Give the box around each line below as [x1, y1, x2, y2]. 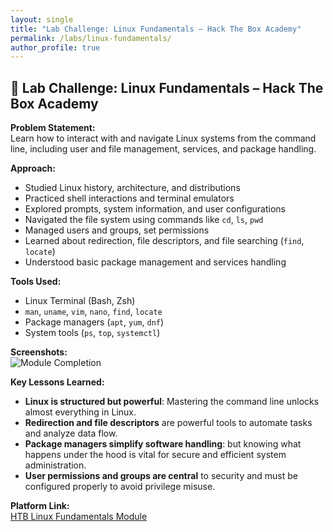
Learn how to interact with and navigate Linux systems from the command [10, 132, 317, 145]
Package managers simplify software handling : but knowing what [24, 438, 302, 450]
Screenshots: [10, 346, 68, 358]
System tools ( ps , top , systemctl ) [24, 327, 161, 339]
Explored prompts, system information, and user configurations [24, 203, 287, 215]
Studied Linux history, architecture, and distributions [24, 182, 241, 194]
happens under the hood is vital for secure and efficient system [24, 449, 287, 461]
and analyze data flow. [24, 427, 118, 440]
